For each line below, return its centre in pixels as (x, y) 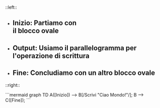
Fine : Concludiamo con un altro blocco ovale (84, 73)
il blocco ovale (35, 31)
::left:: (11, 7)
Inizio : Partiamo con (45, 23)
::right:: (13, 85)
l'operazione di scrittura (51, 56)
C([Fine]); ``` (18, 100)
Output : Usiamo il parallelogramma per (74, 48)
